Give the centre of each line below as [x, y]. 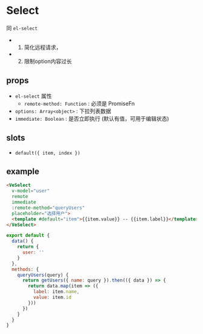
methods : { [25, 269]
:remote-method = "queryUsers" [48, 208]
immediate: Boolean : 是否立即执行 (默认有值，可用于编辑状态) [92, 118]
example [23, 171]
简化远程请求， [43, 47]
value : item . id [52, 297]
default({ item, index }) [47, 153]
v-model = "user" [31, 191]
